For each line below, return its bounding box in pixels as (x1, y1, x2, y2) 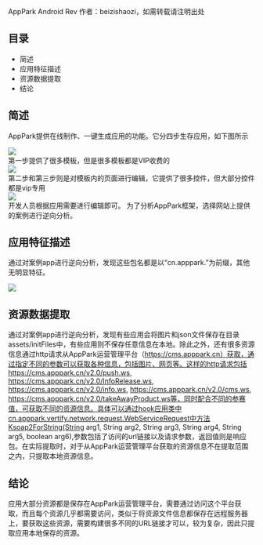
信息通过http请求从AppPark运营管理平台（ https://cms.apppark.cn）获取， (8, 350, 248, 359)
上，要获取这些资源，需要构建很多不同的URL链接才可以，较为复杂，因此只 (8, 518, 248, 528)
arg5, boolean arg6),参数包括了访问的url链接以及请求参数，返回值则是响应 (8, 432, 247, 441)
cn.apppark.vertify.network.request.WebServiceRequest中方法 (8, 414, 211, 423)
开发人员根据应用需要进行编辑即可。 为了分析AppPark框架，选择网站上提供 (8, 201, 250, 210)
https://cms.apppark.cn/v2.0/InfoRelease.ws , (8, 376, 154, 386)
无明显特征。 (8, 267, 49, 277)
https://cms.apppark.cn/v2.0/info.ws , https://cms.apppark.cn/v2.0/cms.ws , (8, 385, 252, 394)
